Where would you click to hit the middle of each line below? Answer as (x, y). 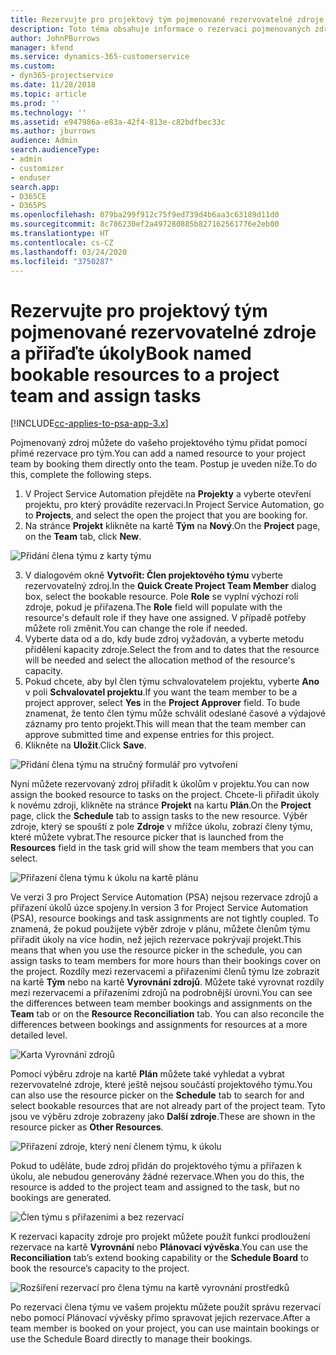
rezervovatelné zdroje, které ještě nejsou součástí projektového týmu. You (161, 1085)
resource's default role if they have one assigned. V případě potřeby (165, 618)
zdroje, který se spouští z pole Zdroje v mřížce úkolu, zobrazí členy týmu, (161, 827)
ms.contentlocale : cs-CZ (62, 242)
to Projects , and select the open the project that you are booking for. (166, 515)
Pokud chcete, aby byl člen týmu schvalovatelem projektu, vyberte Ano (172, 682)
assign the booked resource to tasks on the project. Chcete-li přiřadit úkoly (165, 795)
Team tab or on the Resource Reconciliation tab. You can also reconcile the (167, 1014)
